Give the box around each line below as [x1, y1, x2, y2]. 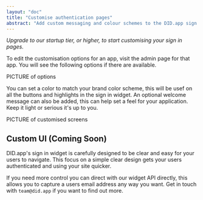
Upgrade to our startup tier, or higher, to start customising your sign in [6, 37, 182, 44]
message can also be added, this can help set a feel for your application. [6, 98, 188, 105]
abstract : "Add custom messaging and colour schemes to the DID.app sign [6, 20, 198, 26]
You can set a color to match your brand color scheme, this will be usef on [6, 85, 193, 92]
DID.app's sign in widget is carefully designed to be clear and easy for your [6, 150, 194, 157]
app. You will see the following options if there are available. [6, 61, 157, 68]
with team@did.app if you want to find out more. [6, 187, 123, 195]
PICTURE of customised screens [6, 116, 88, 123]
